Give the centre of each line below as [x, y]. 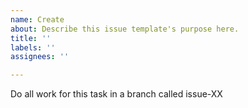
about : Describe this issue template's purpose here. [125, 29]
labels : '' [33, 47]
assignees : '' [40, 57]
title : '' [31, 38]
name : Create [37, 19]
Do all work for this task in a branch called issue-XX [116, 94]
